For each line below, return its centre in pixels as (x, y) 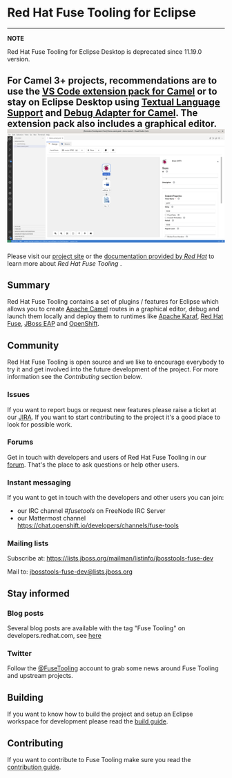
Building (25, 698)
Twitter (20, 653)
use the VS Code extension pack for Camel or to (112, 91)
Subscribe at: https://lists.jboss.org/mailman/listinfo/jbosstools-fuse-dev (110, 558)
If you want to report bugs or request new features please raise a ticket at (112, 409)
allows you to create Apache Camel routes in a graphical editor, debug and (113, 309)
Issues (19, 395)
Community (33, 346)
